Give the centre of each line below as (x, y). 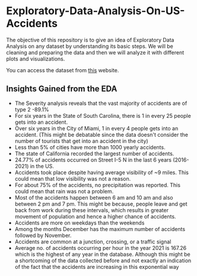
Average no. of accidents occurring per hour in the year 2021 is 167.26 (101, 248)
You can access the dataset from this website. (63, 70)
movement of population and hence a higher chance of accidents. (95, 216)
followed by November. (43, 235)
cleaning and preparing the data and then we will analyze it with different (95, 52)
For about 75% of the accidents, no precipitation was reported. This (98, 185)
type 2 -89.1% (32, 109)
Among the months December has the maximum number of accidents (100, 229)
